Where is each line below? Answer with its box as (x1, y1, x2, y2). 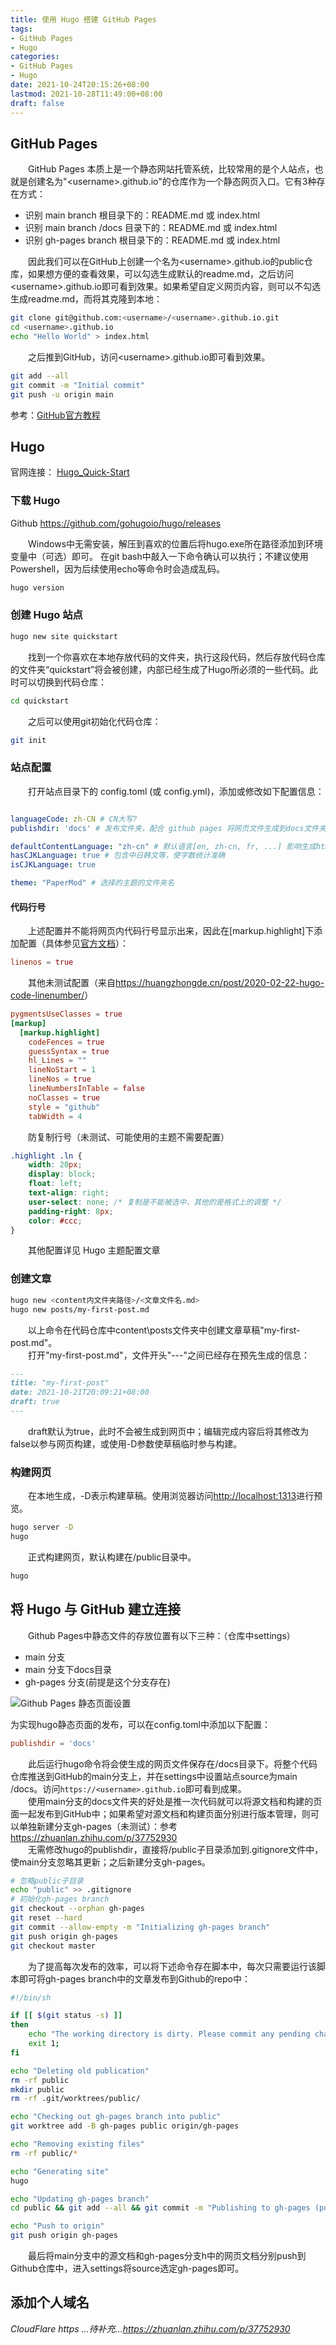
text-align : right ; (28, 1188, 110, 1198)
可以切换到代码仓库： (18, 676, 107, 688)
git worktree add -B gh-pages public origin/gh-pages (10, 2121, 240, 2131)
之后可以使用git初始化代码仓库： (28, 715, 162, 727)
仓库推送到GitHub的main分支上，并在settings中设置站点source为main (10, 1770, 298, 1782)
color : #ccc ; (28, 1216, 83, 1226)
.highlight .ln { (10, 1151, 83, 1161)
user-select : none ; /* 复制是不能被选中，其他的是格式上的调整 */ (28, 1197, 282, 1207)
